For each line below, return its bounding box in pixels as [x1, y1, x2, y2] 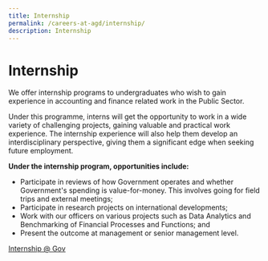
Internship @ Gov [8, 244, 66, 254]
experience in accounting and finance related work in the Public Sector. [8, 96, 245, 106]
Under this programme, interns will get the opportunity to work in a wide [8, 112, 247, 121]
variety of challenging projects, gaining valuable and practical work [8, 120, 231, 130]
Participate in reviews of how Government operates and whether [19, 177, 234, 187]
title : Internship [8, 11, 70, 20]
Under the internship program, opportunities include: [8, 161, 189, 171]
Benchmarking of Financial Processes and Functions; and [19, 220, 210, 230]
